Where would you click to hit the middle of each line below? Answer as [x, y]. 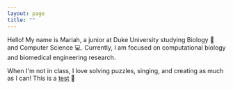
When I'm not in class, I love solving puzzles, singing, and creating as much [115, 70]
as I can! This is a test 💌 [41, 78]
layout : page [26, 13]
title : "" [22, 20]
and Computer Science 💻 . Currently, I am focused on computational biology [116, 47]
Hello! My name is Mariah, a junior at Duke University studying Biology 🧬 [111, 39]
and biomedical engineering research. [62, 57]
